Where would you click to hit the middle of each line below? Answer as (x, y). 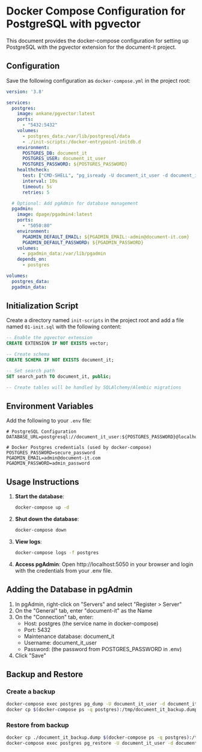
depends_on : (32, 260)
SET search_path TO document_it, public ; (59, 376)
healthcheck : (33, 170)
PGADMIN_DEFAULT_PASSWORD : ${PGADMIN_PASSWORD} (83, 243)
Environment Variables (50, 406)
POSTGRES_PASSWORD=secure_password (51, 453)
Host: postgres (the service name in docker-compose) (91, 623)
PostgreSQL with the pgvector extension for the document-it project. (91, 47)
